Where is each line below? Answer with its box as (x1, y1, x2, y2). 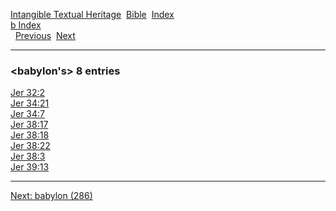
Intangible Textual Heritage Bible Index (10, 9, 175, 20)
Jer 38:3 (10, 150, 46, 163)
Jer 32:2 (10, 87, 46, 99)
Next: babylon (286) (10, 190, 93, 202)
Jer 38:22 (10, 140, 51, 152)
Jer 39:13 (10, 161, 50, 173)
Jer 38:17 (10, 119, 49, 131)
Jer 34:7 (10, 108, 46, 120)
